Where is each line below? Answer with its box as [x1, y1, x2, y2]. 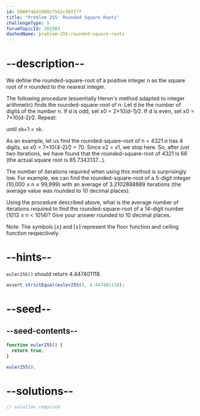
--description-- [6, 57, 85, 71]
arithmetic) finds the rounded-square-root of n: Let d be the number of [6, 101, 181, 109]
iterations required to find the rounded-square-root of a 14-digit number [6, 205, 184, 213]
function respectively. [6, 229, 60, 237]
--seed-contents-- [6, 326, 78, 336]
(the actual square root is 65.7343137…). [6, 157, 106, 164]
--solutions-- [6, 384, 74, 398]
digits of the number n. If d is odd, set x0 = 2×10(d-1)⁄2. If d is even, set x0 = [6, 107, 195, 115]
